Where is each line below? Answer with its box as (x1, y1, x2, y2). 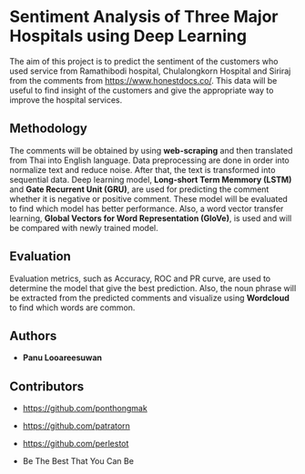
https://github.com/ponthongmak (22, 403, 147, 414)
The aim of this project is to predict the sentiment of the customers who (9, 55, 279, 66)
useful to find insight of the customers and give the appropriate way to (9, 85, 274, 96)
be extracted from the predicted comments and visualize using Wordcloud (9, 292, 290, 303)
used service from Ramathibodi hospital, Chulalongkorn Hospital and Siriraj (9, 66, 291, 76)
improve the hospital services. (9, 94, 123, 106)
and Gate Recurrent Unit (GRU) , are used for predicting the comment (9, 184, 269, 195)
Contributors (9, 378, 85, 394)
